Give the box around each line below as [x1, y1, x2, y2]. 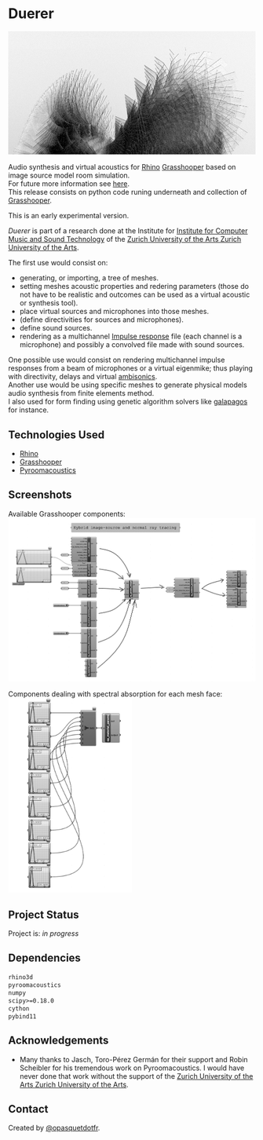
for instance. [8, 405, 49, 415]
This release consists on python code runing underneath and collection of [8, 188, 247, 197]
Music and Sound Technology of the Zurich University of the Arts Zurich [8, 235, 242, 244]
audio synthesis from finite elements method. [8, 389, 155, 398]
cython [8, 1004, 30, 1013]
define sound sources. [19, 323, 93, 333]
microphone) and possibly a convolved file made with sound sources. [19, 340, 245, 349]
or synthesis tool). [19, 298, 79, 308]
